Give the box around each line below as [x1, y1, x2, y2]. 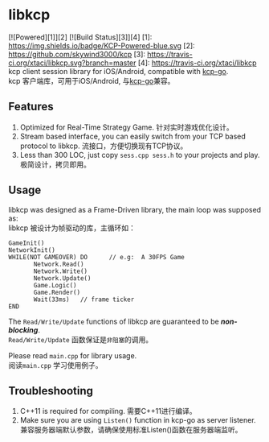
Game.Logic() [33, 281, 78, 289]
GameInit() [8, 239, 45, 247]
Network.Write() [33, 267, 88, 275]
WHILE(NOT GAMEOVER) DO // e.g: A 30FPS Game [8, 253, 185, 261]
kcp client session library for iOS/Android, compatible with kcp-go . [8, 66, 229, 76]
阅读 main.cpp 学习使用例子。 [8, 360, 103, 370]
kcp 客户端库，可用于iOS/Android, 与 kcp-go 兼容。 [8, 76, 175, 85]
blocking [8, 324, 39, 335]
